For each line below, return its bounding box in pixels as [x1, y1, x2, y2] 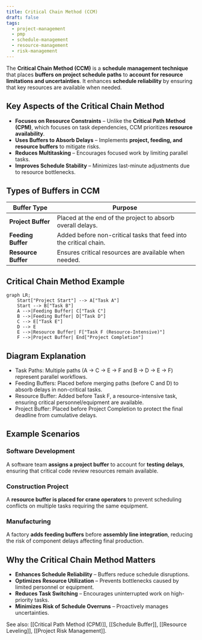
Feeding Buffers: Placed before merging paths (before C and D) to [14, 380, 179, 387]
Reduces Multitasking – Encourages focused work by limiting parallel [14, 149, 188, 157]
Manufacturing [6, 517, 51, 526]
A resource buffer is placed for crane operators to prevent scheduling [6, 496, 182, 503]
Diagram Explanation [6, 350, 86, 361]
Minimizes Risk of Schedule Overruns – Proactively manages [14, 603, 168, 610]
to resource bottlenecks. [14, 168, 76, 175]
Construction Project [6, 482, 69, 491]
